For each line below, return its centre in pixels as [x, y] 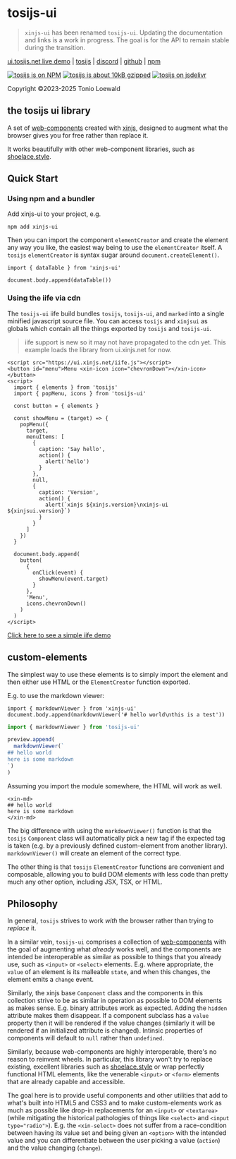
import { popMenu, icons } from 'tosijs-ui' [80, 393]
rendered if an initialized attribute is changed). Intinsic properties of [105, 1031]
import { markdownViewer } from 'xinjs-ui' [72, 708]
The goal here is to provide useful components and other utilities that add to [117, 1095]
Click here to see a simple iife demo [59, 635]
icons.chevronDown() [56, 603]
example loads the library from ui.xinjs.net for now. [98, 349]
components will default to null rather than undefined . [86, 1038]
